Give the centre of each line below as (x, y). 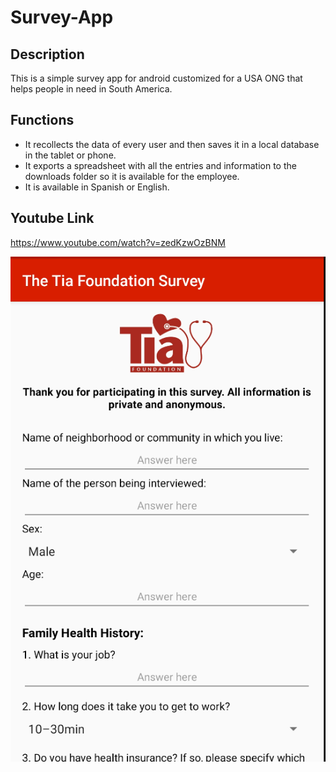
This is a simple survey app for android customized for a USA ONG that (156, 78)
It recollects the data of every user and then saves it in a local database (172, 144)
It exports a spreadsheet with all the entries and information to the (160, 165)
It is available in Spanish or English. (97, 187)
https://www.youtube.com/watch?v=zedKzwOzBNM (118, 242)
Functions (42, 120)
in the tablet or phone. (70, 155)
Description (47, 54)
